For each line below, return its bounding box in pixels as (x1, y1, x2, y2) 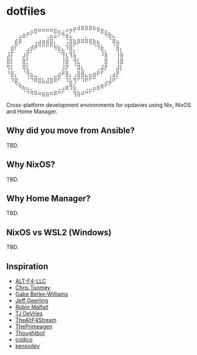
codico (15, 336, 33, 343)
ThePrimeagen (15, 323, 53, 330)
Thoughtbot (15, 329, 45, 337)
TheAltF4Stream (15, 317, 57, 323)
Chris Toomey (15, 284, 51, 291)
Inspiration (6, 261, 49, 271)
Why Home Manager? (6, 193, 91, 203)
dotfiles (6, 4, 46, 18)
